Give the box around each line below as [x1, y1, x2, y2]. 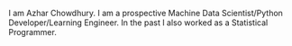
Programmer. [8, 27, 58, 37]
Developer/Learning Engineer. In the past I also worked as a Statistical [8, 17, 269, 28]
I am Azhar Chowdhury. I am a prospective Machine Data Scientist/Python [8, 8, 283, 18]
